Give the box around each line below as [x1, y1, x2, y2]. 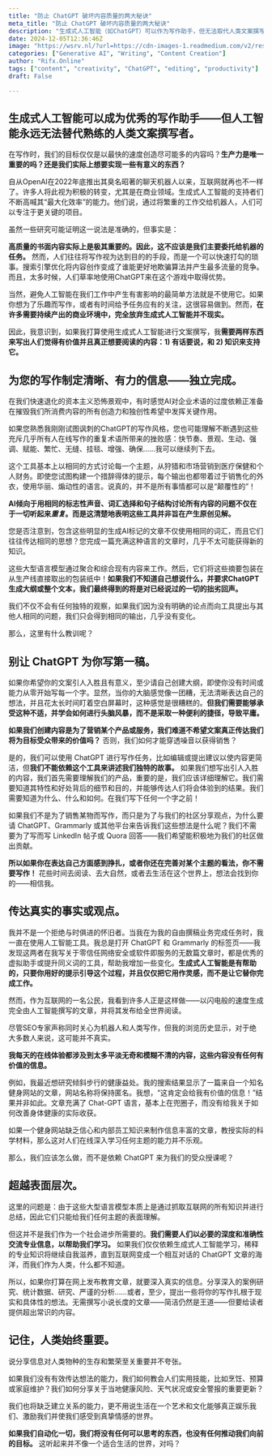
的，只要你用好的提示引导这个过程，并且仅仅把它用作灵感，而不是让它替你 [8, 968, 257, 977]
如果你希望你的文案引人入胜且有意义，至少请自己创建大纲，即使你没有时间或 [8, 678, 264, 688]
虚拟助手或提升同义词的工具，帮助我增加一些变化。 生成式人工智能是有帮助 [8, 958, 257, 968]
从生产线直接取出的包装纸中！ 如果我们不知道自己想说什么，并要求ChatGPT [8, 573, 260, 584]
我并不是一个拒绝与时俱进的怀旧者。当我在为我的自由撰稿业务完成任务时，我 [8, 927, 264, 937]
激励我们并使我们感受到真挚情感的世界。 [22, 1411, 158, 1420]
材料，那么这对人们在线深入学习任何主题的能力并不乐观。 [15, 1135, 207, 1145]
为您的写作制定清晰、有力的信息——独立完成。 [8, 373, 243, 387]
